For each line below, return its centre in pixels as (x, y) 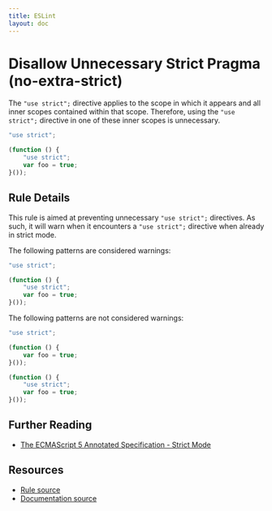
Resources (36, 470)
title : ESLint (32, 16)
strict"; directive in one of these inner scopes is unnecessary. (114, 120)
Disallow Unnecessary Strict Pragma (135, 64)
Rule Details (39, 198)
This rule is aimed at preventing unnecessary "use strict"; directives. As (132, 217)
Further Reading (50, 425)
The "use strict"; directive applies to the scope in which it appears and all (135, 103)
